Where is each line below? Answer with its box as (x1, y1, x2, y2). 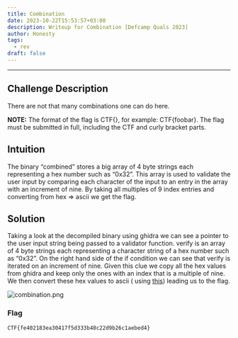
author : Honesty (7, 30, 55, 38)
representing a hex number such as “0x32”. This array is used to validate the (7, 169, 231, 178)
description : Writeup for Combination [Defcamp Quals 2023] (7, 23, 189, 30)
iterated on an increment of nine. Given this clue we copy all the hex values (7, 261, 227, 270)
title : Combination (7, 10, 65, 18)
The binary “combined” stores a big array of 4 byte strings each (7, 162, 194, 171)
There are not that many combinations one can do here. (7, 101, 170, 110)
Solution (7, 213, 45, 225)
